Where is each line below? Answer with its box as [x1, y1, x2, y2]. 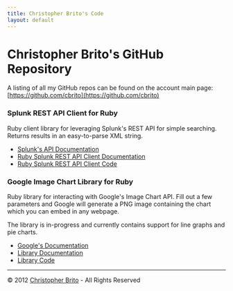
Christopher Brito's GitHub [7, 46, 164, 62]
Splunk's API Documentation [17, 144, 99, 153]
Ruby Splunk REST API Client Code [17, 160, 118, 168]
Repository [7, 61, 72, 77]
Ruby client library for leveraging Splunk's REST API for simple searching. [7, 124, 217, 132]
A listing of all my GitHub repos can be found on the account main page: [7, 84, 214, 92]
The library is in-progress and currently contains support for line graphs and [7, 220, 225, 229]
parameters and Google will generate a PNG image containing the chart [7, 200, 212, 208]
